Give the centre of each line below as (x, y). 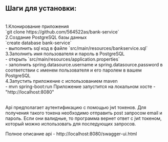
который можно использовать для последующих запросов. (71, 123)
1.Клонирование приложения (37, 26)
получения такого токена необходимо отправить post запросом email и (84, 113)
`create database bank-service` (38, 43)
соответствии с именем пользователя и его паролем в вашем (73, 70)
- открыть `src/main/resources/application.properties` (62, 59)
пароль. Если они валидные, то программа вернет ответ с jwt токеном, (83, 118)
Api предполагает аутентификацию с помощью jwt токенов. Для (76, 107)
